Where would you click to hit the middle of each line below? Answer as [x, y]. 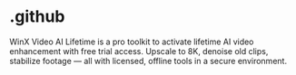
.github [37, 17]
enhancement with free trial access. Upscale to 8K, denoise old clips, [139, 51]
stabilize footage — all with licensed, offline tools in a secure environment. [148, 61]
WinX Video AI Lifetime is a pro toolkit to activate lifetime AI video [132, 42]
